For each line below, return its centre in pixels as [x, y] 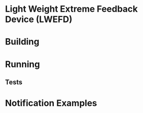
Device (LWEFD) [39, 19]
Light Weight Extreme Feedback [71, 9]
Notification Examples [51, 103]
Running [23, 64]
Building [22, 42]
